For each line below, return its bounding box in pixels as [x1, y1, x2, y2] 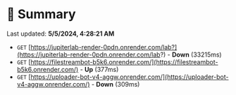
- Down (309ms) [91, 80, 140, 88]
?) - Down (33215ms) [160, 50, 223, 59]
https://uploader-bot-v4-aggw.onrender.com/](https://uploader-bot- [30, 73, 229, 81]
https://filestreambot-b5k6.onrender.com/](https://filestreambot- [30, 57, 218, 66]
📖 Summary [6, 6, 76, 22]
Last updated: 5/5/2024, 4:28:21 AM [6, 29, 115, 38]
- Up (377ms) [80, 65, 119, 73]
